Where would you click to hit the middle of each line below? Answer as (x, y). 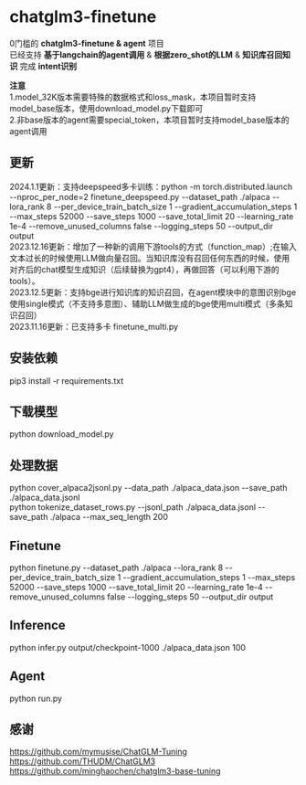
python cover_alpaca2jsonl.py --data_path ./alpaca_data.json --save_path (148, 488)
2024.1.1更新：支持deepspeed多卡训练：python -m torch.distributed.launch (151, 186)
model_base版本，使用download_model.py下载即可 (106, 108)
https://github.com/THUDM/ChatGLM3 (83, 761)
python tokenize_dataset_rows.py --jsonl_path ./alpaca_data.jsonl (133, 507)
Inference (37, 626)
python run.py (36, 698)
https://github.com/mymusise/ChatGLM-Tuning (98, 752)
